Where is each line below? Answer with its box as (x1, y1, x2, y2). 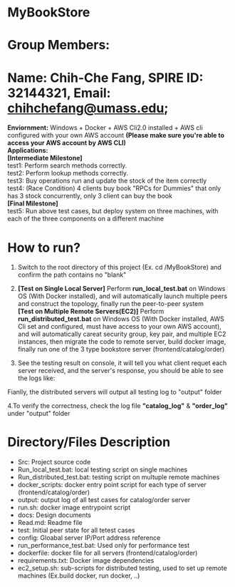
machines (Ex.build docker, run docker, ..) (17, 571, 140, 580)
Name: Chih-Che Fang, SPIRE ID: (7, 69, 204, 86)
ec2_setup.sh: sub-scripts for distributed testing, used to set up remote (17, 564, 228, 573)
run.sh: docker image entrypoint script (17, 504, 131, 512)
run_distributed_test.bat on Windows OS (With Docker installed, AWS (17, 315, 224, 323)
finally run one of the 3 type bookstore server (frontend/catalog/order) (17, 345, 225, 354)
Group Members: (7, 37, 110, 53)
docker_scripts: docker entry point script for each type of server (17, 481, 207, 489)
